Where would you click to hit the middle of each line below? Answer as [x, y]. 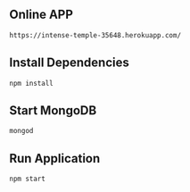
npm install [31, 83]
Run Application [55, 159]
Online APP [41, 15]
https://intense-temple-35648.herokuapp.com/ [95, 35]
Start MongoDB [53, 111]
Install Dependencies [69, 63]
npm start [28, 179]
